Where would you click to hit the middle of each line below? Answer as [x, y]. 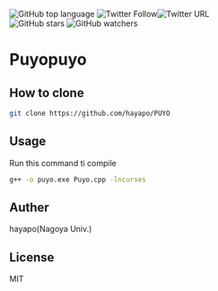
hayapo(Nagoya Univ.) [51, 229]
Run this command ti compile [63, 163]
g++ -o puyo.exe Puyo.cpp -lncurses [78, 180]
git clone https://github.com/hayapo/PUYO [90, 113]
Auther [29, 207]
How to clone [47, 93]
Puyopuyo [48, 60]
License [32, 257]
